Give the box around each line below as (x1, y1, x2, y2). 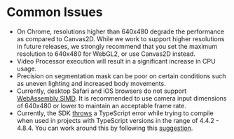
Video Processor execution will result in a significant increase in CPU (16, 57, 216, 65)
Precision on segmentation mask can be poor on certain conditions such (16, 71, 226, 80)
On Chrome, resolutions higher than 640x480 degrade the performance (16, 27, 225, 36)
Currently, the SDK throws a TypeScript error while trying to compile (16, 109, 214, 117)
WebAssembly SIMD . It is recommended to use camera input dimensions (16, 94, 227, 102)
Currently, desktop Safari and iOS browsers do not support (16, 87, 187, 95)
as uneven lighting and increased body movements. (16, 79, 166, 87)
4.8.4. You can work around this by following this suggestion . (16, 124, 193, 132)
